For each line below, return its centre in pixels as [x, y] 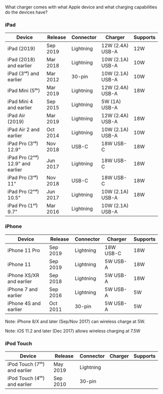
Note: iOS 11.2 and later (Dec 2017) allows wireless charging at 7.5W [73, 331]
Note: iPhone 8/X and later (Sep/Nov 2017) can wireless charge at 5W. [75, 321]
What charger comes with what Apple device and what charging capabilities [81, 7]
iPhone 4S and [24, 303]
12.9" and [19, 164]
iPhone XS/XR [24, 275]
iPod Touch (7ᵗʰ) [26, 364]
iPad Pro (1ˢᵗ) [23, 206]
